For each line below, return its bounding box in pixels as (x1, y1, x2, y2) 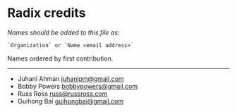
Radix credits (7, 5, 86, 21)
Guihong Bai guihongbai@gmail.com (17, 97, 124, 105)
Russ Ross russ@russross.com (17, 89, 108, 98)
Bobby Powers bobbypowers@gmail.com (17, 82, 138, 90)
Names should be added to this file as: (7, 28, 120, 37)
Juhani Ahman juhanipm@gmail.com (17, 74, 125, 82)
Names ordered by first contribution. (7, 54, 114, 63)
